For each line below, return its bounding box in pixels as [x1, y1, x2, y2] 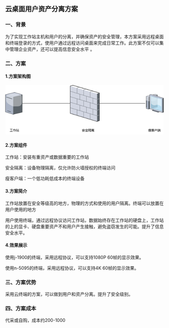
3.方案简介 [5, 188, 28, 194]
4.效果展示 [5, 242, 28, 248]
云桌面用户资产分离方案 [5, 5, 78, 14]
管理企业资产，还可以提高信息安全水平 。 [9, 46, 95, 52]
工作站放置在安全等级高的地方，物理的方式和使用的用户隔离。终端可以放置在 [5, 200, 164, 206]
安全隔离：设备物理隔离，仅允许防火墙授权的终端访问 [5, 165, 116, 171]
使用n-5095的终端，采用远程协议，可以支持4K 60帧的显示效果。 [5, 265, 139, 271]
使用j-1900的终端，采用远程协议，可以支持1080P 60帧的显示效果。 [5, 254, 144, 260]
